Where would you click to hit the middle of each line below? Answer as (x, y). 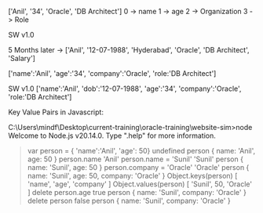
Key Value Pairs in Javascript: (56, 112)
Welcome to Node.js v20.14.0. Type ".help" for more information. (112, 135)
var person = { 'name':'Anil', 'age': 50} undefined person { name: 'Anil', (141, 151)
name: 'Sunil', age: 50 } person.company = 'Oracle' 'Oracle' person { (138, 167)
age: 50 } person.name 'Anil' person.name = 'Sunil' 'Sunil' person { (135, 159)
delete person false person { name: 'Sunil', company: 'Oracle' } (129, 200)
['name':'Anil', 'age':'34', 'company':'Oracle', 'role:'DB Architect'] (112, 73)
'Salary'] (22, 58)
